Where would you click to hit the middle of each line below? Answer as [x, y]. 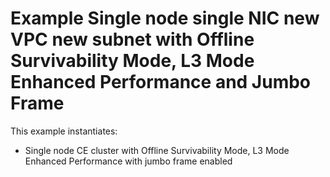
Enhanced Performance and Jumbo [161, 82]
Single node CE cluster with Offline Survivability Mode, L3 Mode [157, 150]
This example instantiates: [64, 131]
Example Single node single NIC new [165, 18]
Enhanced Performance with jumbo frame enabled [128, 161]
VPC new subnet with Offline [132, 39]
